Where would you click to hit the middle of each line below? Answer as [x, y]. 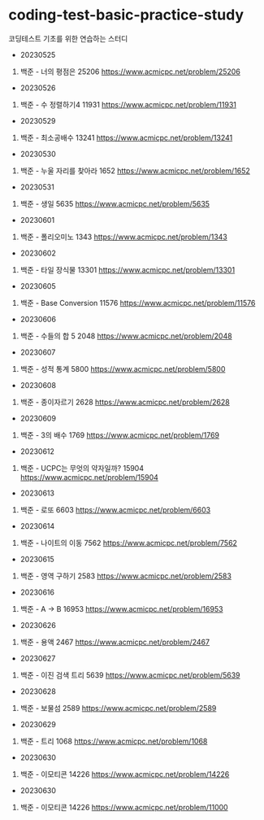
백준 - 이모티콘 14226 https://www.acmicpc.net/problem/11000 [124, 807]
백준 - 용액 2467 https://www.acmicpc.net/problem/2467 [115, 642]
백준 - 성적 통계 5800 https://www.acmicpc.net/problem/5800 [123, 369]
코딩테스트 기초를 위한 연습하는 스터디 [68, 38]
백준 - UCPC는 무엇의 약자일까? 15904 [82, 468]
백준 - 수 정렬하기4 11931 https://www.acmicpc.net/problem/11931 [128, 104]
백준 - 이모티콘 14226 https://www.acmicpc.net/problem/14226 [125, 774]
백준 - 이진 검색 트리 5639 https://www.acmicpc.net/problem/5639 [130, 675]
